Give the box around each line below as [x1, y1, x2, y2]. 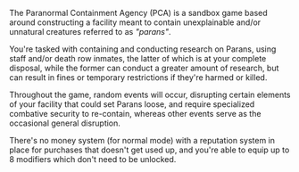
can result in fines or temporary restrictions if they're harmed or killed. [9, 72, 268, 83]
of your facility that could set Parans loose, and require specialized [9, 99, 255, 110]
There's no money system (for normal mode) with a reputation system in [9, 135, 275, 145]
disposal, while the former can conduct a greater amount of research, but [9, 62, 279, 73]
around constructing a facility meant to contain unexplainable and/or [9, 17, 262, 28]
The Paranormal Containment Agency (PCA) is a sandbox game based [9, 8, 268, 18]
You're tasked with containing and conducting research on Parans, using [9, 44, 277, 54]
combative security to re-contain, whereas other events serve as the [9, 109, 262, 119]
